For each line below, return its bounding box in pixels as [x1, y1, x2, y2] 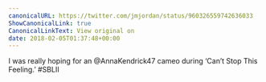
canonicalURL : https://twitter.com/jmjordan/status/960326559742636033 [8, 11, 253, 20]
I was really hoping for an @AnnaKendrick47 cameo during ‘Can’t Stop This [8, 56, 258, 66]
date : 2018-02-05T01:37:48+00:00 [8, 34, 121, 43]
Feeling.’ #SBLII [8, 65, 59, 75]
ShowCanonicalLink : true [8, 19, 92, 27]
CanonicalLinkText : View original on [8, 27, 135, 35]
